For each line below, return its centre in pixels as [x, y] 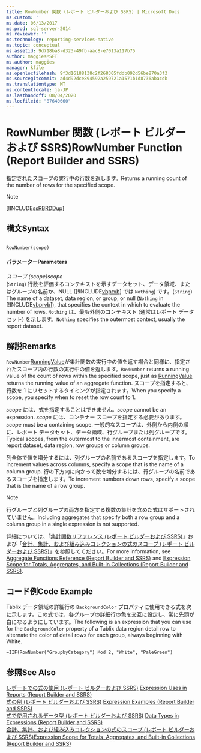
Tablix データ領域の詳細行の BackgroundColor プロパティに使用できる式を [96, 607]
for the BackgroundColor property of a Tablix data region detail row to [91, 629]
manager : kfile [25, 67]
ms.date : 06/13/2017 [32, 23]
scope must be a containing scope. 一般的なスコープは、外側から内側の [95, 425]
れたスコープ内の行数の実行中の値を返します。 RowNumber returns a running [98, 369]
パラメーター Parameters [37, 262]
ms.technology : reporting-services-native [60, 40]
